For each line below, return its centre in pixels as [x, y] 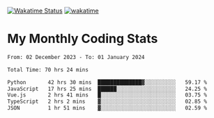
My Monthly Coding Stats [83, 39]
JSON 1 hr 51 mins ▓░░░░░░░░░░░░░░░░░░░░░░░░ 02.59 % [107, 108]
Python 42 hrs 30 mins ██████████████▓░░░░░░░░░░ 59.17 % [107, 82]
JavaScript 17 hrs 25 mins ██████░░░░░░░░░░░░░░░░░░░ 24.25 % [107, 89]
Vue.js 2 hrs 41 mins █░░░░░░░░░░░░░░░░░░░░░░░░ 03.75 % [107, 95]
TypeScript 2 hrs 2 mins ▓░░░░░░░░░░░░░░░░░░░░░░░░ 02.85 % [107, 102]
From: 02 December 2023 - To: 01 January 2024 [76, 57]
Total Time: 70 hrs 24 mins [48, 69]
